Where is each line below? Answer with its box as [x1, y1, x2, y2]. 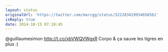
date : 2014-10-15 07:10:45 [5, 21, 63, 27]
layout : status [5, 7, 38, 13]
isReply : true [5, 17, 36, 22]
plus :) [5, 41, 19, 47]
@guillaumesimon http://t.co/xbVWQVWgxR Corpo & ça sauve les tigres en [5, 36, 163, 42]
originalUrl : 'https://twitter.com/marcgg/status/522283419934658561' [5, 12, 159, 17]
